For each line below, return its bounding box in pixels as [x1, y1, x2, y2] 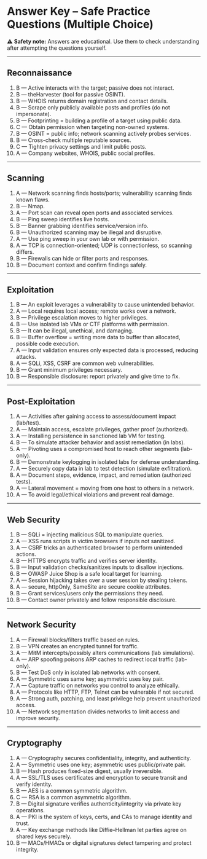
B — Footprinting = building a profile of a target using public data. [15, 117, 182, 124]
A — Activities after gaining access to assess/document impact [15, 413, 176, 420]
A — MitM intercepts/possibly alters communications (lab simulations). [15, 649, 195, 656]
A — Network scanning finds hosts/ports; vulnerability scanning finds [15, 189, 192, 197]
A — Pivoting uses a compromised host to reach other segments [15, 445, 179, 453]
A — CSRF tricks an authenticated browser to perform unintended [15, 544, 183, 551]
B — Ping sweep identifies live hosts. [15, 215, 110, 222]
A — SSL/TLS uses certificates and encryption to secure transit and [15, 774, 187, 781]
